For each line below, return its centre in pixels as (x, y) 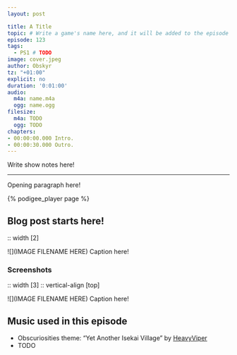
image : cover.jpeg (34, 60)
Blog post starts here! (56, 221)
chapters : (22, 131)
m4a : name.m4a (34, 99)
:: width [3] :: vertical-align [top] (54, 285)
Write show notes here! (41, 165)
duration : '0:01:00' (38, 85)
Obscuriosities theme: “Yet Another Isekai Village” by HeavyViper (113, 338)
